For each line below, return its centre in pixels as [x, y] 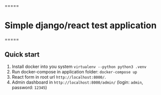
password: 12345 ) [29, 87]
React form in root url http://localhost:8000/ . [59, 77]
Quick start [22, 55]
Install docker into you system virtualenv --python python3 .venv [79, 66]
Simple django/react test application [81, 26]
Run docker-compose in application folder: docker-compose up [74, 71]
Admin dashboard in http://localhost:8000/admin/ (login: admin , [77, 82]
